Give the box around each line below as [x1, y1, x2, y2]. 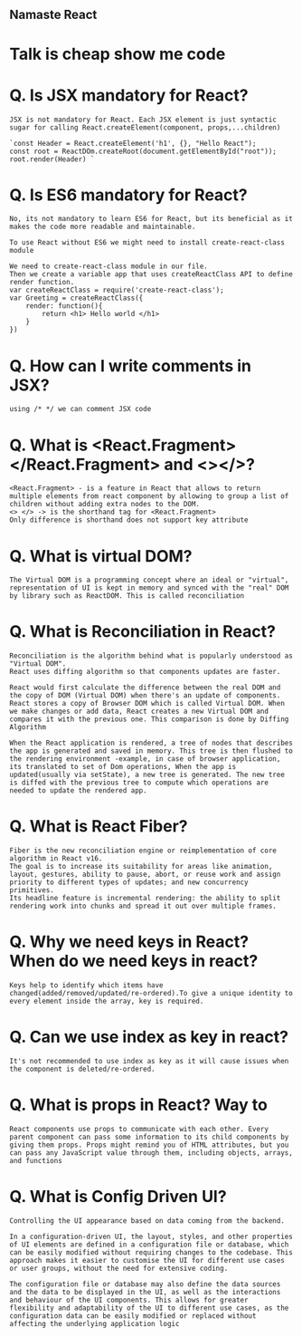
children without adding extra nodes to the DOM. [9, 500, 201, 509]
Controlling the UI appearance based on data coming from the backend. [9, 1216, 285, 1226]
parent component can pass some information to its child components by [9, 1132, 289, 1141]
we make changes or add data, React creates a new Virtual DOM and [9, 707, 269, 717]
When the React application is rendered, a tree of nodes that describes [9, 738, 294, 748]
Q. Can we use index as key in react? [9, 1027, 289, 1047]
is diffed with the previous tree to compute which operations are [9, 778, 269, 787]
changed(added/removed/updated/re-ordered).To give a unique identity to [9, 989, 294, 998]
